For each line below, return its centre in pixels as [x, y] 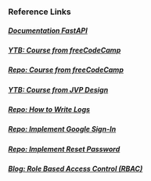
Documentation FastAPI [48, 31]
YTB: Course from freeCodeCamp [65, 50]
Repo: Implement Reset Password [64, 149]
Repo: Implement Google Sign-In [62, 129]
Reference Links [40, 12]
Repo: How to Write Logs [49, 110]
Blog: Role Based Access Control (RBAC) [75, 169]
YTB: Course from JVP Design [58, 89]
